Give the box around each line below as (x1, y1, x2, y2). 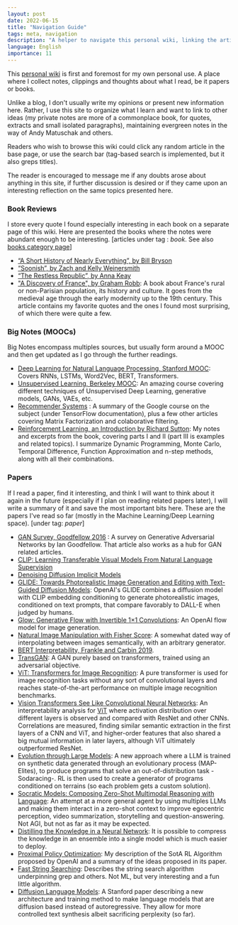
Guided (17, 585, 40, 593)
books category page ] (7, 243, 72, 251)
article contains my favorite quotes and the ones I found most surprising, (17, 302, 230, 310)
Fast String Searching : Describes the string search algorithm (17, 864, 195, 873)
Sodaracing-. (17, 774, 57, 782)
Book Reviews (7, 204, 57, 214)
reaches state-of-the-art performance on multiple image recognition (17, 683, 217, 692)
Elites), (17, 766, 38, 775)
